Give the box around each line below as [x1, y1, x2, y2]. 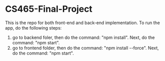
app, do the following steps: [5, 25, 62, 30]
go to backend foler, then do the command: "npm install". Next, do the [12, 34, 155, 40]
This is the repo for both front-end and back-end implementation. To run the [5, 20, 160, 26]
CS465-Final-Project [5, 3, 93, 15]
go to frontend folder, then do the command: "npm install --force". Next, [12, 45, 159, 51]
